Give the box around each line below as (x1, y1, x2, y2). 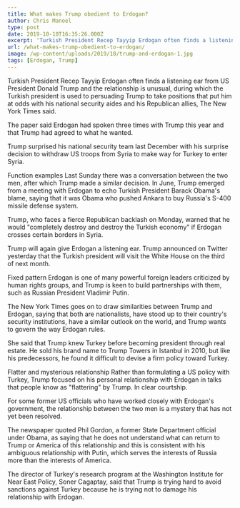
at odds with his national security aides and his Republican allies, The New (7, 99, 227, 108)
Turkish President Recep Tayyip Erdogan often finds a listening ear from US (7, 76, 230, 85)
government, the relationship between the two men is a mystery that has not (7, 404, 232, 412)
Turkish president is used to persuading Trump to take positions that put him (7, 91, 232, 100)
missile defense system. (7, 201, 79, 210)
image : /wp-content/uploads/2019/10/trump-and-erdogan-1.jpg (7, 51, 194, 58)
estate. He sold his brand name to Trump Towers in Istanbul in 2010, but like (7, 346, 231, 355)
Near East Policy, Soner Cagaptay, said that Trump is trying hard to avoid (7, 477, 221, 486)
